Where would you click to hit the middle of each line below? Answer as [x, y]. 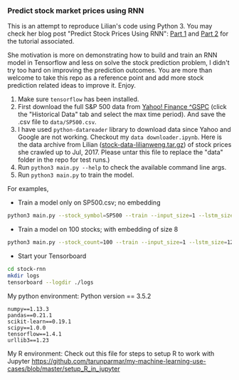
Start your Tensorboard [52, 256]
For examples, [28, 189]
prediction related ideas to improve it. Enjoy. [72, 86]
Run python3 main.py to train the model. [76, 175]
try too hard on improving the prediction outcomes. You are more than [110, 71]
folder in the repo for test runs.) [64, 160]
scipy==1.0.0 [27, 328]
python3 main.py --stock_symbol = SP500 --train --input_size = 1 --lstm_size [121, 216]
